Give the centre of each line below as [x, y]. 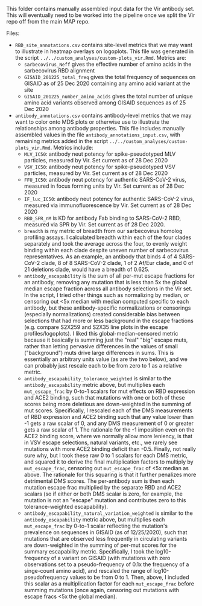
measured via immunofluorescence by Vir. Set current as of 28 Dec [108, 205]
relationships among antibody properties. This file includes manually [100, 128]
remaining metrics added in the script [62, 141]
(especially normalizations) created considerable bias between [102, 314]
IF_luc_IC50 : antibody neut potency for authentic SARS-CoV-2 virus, [109, 199]
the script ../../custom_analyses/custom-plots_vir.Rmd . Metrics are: [101, 58]
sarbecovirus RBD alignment [59, 71]
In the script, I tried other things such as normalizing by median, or [106, 295]
